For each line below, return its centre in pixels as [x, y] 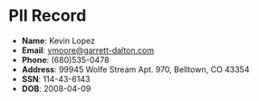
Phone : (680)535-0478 [65, 60]
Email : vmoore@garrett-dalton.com [88, 50]
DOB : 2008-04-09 [56, 88]
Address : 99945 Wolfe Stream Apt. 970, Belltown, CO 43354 [135, 69]
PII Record [48, 16]
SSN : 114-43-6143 [56, 78]
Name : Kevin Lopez [58, 41]
